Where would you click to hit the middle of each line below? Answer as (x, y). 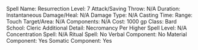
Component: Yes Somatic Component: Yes (59, 41)
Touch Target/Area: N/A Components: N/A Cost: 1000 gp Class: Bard (91, 21)
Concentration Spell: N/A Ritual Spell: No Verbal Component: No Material (97, 34)
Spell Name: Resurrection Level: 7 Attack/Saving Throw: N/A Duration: (93, 9)
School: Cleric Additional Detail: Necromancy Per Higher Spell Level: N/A (97, 28)
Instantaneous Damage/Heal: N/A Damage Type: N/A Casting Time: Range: (100, 15)
